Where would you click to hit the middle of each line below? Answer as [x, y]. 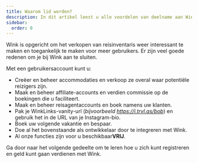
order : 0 [22, 28]
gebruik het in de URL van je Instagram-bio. [67, 118]
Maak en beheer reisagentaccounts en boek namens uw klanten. [93, 105]
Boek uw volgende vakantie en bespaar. [63, 124]
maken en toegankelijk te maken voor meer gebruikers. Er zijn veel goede [95, 51]
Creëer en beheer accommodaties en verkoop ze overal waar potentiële [102, 80]
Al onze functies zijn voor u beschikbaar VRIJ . [70, 137]
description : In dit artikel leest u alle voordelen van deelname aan [95, 17]
